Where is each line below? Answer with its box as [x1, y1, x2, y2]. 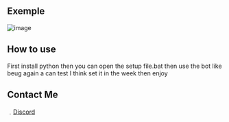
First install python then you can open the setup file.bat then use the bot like [7, 62, 222, 70]
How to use [7, 44, 56, 56]
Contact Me [7, 89, 58, 101]
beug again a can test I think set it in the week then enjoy [7, 69, 168, 77]
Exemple [7, 5, 45, 17]
